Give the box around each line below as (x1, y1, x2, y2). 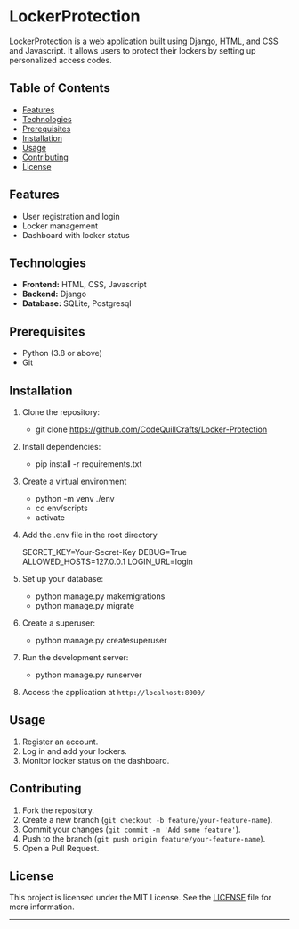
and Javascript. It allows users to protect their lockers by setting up (9, 45, 256, 55)
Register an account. (21, 736, 99, 747)
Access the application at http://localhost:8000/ (21, 687, 206, 697)
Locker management (21, 220, 99, 231)
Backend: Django (21, 288, 87, 300)
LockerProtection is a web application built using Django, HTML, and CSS (9, 36, 279, 46)
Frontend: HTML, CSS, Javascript (21, 279, 147, 290)
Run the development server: (21, 652, 129, 662)
